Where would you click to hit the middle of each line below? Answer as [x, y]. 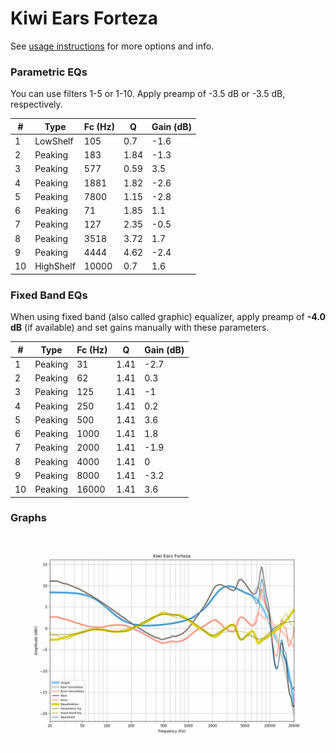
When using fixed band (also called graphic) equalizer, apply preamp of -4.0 [168, 317]
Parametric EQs [49, 72]
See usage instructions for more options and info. [112, 46]
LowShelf [54, 141]
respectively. [36, 104]
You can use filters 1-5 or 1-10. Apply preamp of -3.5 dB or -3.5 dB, [148, 94]
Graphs [28, 518]
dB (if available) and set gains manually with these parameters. [140, 328]
